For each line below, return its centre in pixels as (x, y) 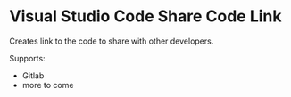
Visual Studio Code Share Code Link (145, 16)
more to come (48, 85)
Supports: (28, 58)
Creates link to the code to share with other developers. (112, 41)
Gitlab (33, 75)
